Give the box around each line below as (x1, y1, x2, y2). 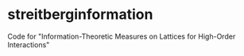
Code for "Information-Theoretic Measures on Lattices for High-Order (7, 32, 236, 41)
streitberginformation (7, 6, 153, 24)
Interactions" (7, 39, 50, 49)
